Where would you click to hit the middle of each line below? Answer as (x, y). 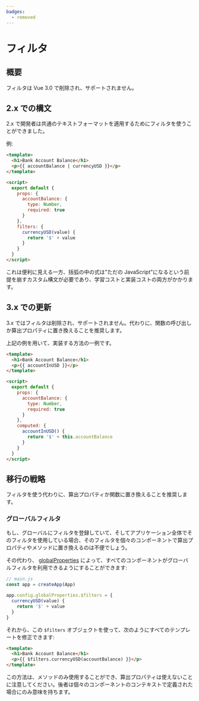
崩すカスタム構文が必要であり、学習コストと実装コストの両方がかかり (102, 279)
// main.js (20, 579)
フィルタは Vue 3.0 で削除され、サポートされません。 (72, 87)
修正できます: (38, 637)
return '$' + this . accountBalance (70, 437)
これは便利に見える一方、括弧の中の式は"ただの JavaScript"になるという (95, 272)
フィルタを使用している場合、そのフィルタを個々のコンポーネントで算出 (99, 540)
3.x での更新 (29, 307)
